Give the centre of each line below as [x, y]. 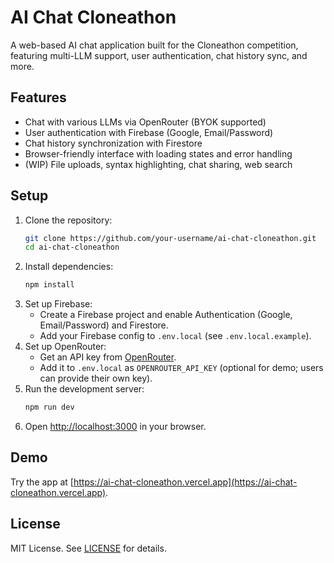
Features [38, 97]
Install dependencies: [69, 267]
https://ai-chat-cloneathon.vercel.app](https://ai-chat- [185, 482]
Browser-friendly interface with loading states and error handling [158, 153]
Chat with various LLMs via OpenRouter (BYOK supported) [145, 122]
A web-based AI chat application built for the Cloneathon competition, [154, 45]
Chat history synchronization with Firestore [113, 143]
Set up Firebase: [58, 304]
